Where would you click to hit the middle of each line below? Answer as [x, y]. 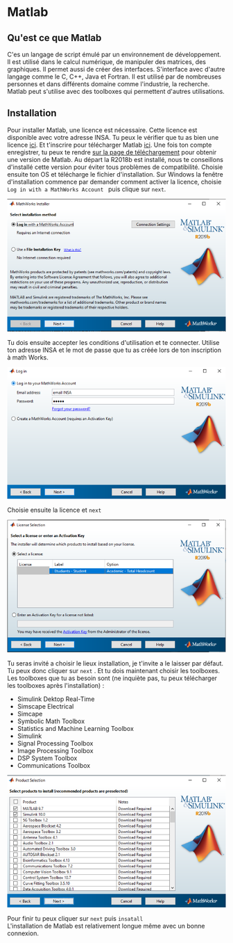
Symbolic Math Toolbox [51, 721]
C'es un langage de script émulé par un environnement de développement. [114, 54]
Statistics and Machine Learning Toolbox [75, 728]
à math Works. [28, 357]
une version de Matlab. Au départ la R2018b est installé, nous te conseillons [115, 159]
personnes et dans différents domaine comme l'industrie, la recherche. [109, 84]
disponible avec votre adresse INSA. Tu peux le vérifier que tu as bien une [113, 137]
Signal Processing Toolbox [55, 743]
